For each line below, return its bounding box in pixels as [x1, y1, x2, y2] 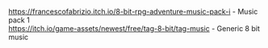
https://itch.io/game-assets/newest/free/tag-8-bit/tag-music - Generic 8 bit [8, 24, 260, 33]
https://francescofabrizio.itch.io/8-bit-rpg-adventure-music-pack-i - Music [8, 7, 258, 16]
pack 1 [8, 15, 30, 25]
